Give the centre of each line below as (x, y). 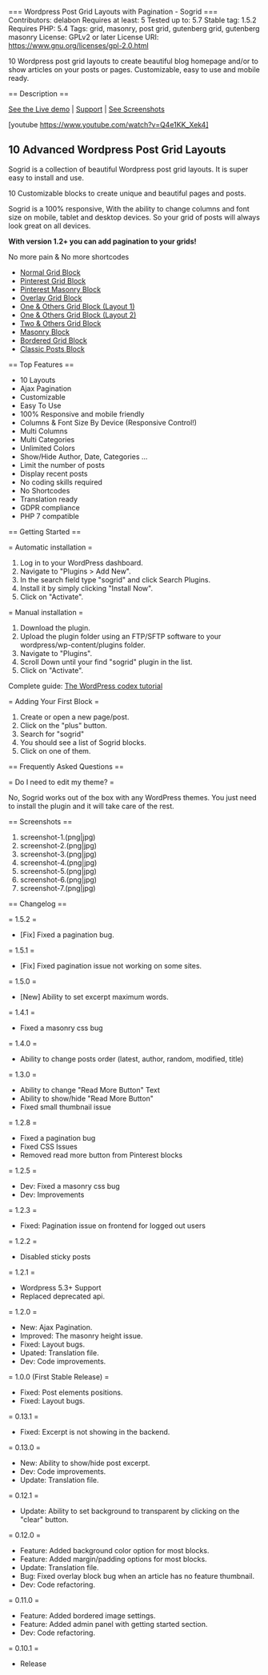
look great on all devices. (50, 225)
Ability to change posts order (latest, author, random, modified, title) (132, 1059)
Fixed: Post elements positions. (71, 1392)
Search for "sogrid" (52, 734)
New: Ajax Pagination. (56, 1327)
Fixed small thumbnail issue (66, 1107)
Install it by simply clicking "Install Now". (86, 588)
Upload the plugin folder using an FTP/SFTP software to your (120, 636)
